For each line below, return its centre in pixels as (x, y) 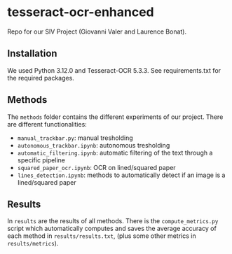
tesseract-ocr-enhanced (81, 12)
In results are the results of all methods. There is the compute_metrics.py (113, 221)
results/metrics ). (33, 244)
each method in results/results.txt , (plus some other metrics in (102, 236)
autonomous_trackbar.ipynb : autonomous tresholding (94, 145)
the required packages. (41, 78)
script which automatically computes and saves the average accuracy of (112, 229)
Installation (32, 54)
